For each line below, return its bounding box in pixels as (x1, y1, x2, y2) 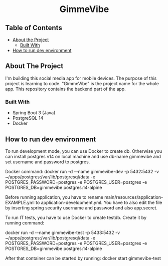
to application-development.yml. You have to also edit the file (36, 199, 162, 205)
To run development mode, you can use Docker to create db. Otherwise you (5, 148, 162, 154)
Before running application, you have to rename (5, 194, 104, 200)
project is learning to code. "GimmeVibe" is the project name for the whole (5, 80, 159, 86)
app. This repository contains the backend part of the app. (5, 86, 126, 92)
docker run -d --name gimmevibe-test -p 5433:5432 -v (5, 229, 120, 235)
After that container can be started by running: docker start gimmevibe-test (5, 255, 161, 261)
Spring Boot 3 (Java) (12, 110, 56, 116)
